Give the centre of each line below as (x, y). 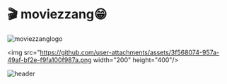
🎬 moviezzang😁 (57, 14)
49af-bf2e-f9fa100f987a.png (50, 60)
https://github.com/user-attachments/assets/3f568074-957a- (130, 52)
